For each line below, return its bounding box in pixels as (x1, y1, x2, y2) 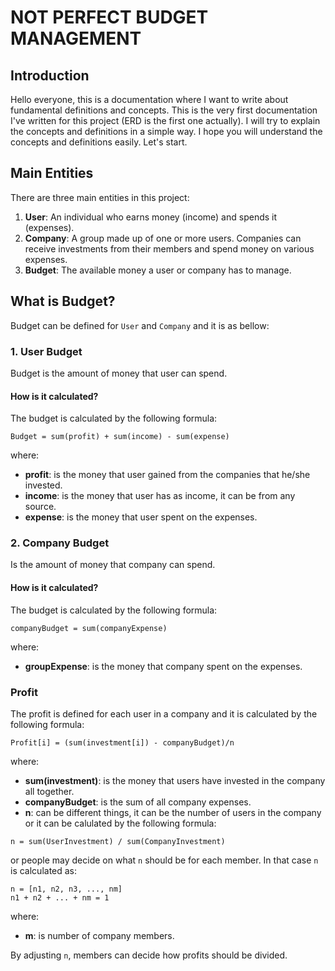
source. (24, 501, 57, 513)
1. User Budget (10, 344, 83, 358)
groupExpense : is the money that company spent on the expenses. (24, 660, 303, 672)
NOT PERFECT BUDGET (10, 6, 209, 29)
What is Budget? (10, 293, 116, 310)
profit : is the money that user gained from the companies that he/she (24, 469, 311, 481)
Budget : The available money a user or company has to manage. (24, 264, 292, 276)
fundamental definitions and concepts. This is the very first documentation (10, 104, 318, 116)
